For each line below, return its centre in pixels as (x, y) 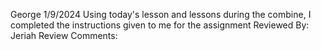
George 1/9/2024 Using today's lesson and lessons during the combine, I (161, 14)
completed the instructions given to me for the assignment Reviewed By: (160, 25)
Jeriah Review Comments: (64, 35)
